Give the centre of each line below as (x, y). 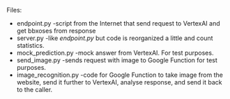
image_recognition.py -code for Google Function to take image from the (120, 75)
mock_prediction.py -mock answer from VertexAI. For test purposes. (115, 53)
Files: (14, 10)
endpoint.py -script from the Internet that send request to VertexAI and (118, 23)
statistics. (30, 45)
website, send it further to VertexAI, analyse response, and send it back (119, 82)
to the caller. (34, 90)
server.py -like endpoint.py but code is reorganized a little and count (115, 38)
